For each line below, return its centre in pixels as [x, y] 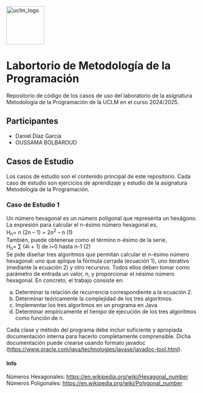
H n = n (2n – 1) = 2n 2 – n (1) [40, 232]
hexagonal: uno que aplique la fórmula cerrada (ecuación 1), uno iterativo [98, 261]
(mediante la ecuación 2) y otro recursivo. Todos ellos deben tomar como [98, 267]
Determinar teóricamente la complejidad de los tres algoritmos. [94, 299]
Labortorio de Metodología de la [89, 66]
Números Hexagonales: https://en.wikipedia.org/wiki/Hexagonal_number [97, 377]
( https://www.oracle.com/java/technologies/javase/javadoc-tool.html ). [94, 349]
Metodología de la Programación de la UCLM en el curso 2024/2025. [93, 102]
